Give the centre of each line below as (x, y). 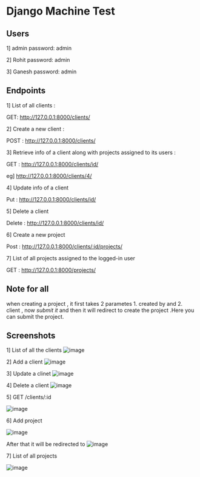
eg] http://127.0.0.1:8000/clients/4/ (49, 176)
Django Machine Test (61, 11)
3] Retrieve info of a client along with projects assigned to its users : (91, 152)
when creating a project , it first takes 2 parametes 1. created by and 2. (95, 303)
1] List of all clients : (31, 105)
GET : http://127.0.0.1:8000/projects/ (51, 270)
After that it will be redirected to (46, 444)
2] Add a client (25, 362)
